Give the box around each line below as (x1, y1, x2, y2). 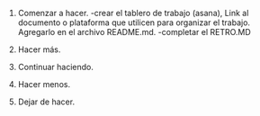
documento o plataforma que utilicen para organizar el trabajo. (17, 17, 250, 28)
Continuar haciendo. (17, 62, 94, 72)
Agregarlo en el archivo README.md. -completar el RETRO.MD (17, 27, 252, 37)
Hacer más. (17, 44, 61, 55)
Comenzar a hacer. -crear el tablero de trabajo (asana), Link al (17, 8, 249, 18)
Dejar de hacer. (17, 96, 75, 107)
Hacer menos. (17, 79, 70, 89)
